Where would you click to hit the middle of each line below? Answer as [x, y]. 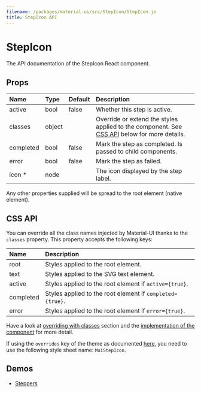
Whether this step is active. [134, 110]
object [54, 127]
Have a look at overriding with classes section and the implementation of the [100, 326]
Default [79, 100]
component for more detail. [40, 332]
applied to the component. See [139, 127]
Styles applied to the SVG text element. [100, 274]
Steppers [26, 383]
